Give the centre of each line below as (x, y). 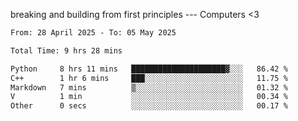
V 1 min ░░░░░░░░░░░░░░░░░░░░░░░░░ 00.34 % (149, 97)
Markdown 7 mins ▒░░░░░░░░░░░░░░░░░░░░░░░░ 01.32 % (149, 87)
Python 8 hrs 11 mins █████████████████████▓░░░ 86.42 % (149, 69)
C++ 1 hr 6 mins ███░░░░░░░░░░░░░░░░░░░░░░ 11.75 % (149, 78)
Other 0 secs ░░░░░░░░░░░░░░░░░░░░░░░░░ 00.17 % (149, 106)
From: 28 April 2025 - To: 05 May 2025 (93, 33)
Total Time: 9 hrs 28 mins (66, 50)
